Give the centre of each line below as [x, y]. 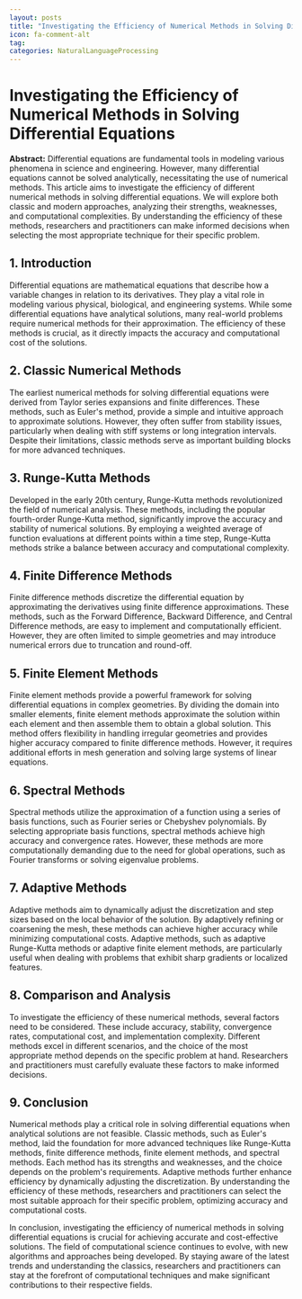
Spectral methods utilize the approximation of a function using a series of [145, 811]
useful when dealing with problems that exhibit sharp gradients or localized [149, 957]
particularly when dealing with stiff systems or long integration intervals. [143, 430]
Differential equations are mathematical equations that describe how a [139, 285]
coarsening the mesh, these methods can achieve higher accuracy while [144, 928]
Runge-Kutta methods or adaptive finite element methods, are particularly [146, 948]
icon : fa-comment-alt [50, 34]
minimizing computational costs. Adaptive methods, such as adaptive [138, 938]
